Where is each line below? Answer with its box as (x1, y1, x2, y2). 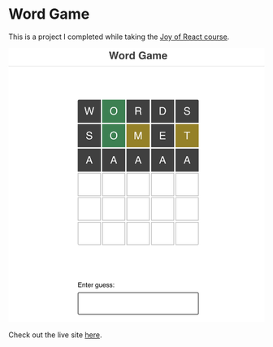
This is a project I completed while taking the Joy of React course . (8, 32, 230, 41)
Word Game (8, 5, 90, 24)
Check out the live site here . (8, 330, 102, 340)
